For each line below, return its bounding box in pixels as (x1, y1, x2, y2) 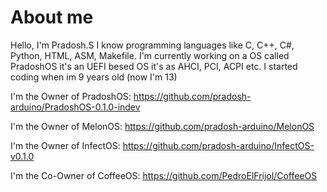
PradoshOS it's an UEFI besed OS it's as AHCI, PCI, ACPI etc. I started (10, 60, 298, 72)
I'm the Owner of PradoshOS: (10, 90, 132, 102)
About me (10, 6, 94, 29)
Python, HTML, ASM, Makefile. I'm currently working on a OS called (10, 49, 290, 61)
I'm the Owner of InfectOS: (10, 139, 121, 151)
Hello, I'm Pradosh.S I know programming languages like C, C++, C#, (10, 39, 295, 51)
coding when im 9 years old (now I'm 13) (10, 71, 178, 83)
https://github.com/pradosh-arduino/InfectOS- (122, 139, 315, 151)
